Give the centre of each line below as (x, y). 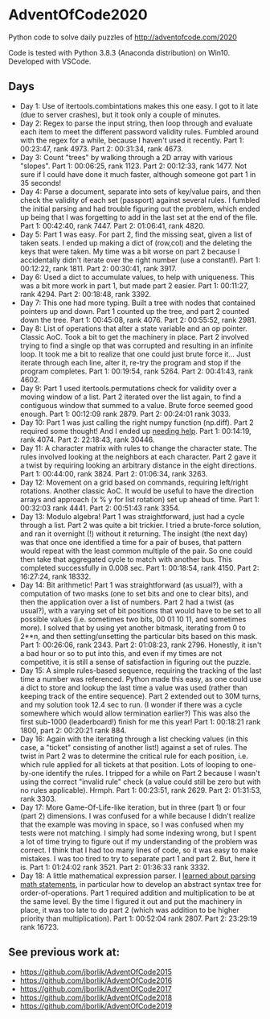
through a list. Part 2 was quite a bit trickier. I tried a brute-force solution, (140, 525)
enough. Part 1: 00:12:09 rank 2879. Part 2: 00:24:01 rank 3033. (125, 414)
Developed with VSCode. (50, 61)
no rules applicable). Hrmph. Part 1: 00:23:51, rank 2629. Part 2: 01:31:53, (141, 790)
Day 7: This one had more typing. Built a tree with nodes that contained (137, 303)
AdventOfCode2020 (78, 15)
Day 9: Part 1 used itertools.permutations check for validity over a (128, 388)
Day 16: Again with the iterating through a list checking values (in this (134, 739)
